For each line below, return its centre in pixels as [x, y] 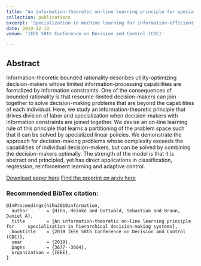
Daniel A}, [20, 216]
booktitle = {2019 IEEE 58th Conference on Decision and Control [99, 232]
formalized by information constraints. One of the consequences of [89, 90]
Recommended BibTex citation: [52, 193]
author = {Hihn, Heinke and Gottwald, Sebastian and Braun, [96, 211]
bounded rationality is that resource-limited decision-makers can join [91, 97]
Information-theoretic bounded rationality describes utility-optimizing [92, 78]
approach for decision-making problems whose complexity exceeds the [95, 141]
